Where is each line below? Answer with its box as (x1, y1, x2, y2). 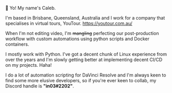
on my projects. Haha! (5, 62, 52, 68)
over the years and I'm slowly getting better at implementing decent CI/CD (5, 57, 163, 63)
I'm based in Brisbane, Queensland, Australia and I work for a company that (5, 15, 165, 21)
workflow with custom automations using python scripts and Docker (5, 36, 150, 42)
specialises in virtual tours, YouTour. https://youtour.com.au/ (5, 21, 132, 26)
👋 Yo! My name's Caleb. (5, 5, 56, 11)
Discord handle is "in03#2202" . (5, 83, 74, 89)
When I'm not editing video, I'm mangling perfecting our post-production (5, 30, 159, 36)
